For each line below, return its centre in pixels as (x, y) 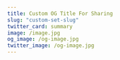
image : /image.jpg (34, 33)
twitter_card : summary (40, 26)
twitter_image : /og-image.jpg (51, 46)
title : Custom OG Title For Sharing (60, 13)
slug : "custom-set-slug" (43, 20)
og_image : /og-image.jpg (43, 39)
